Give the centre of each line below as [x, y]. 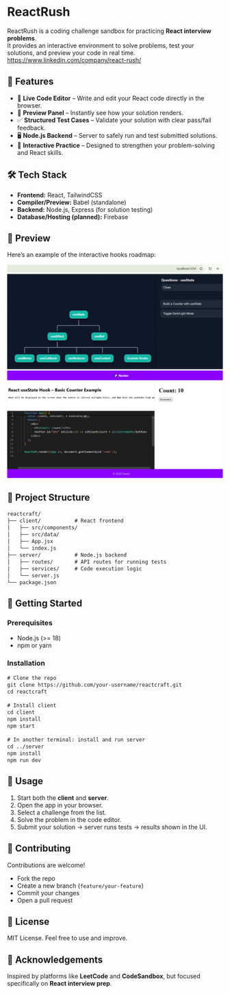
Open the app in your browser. [60, 805]
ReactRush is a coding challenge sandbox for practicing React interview [110, 31]
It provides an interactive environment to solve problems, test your [101, 45]
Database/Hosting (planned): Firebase [73, 217]
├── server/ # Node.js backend [67, 555]
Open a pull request [45, 900]
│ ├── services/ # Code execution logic [75, 569]
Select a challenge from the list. [62, 812]
